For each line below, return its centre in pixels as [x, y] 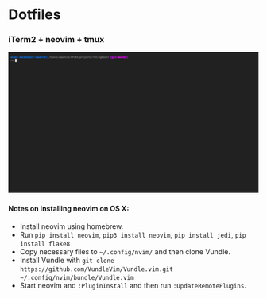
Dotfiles [35, 15]
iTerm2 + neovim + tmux [56, 40]
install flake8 [45, 244]
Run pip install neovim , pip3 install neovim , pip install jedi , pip [133, 234]
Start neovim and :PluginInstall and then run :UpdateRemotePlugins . [133, 285]
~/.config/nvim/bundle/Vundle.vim [77, 277]
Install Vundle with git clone [67, 260]
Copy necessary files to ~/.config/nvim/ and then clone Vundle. [125, 251]
